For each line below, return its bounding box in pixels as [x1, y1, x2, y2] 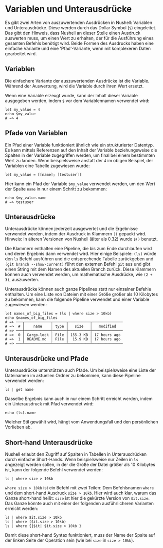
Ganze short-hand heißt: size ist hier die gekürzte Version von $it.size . [5, 495, 150, 501]
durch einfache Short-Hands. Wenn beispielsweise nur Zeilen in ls [5, 457, 139, 462]
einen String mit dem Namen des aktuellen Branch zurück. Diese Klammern [5, 266, 156, 272]
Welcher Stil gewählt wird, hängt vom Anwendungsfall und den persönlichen [5, 419, 158, 425]
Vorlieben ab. [5, 424, 32, 430]
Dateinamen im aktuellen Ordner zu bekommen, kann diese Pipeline [5, 373, 141, 379]
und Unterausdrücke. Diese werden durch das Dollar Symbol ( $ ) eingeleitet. [5, 24, 157, 30]
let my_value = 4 [5, 107, 40, 112]
